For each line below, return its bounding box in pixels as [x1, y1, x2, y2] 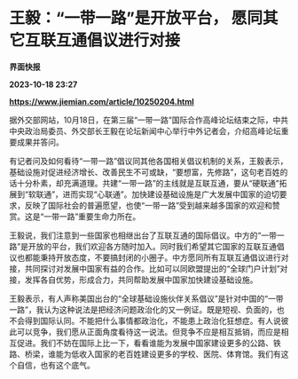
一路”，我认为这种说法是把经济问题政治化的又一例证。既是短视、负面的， [9, 304, 278, 315]
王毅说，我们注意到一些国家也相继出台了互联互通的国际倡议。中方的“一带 [9, 230, 278, 241]
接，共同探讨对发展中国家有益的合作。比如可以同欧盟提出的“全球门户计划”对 [9, 263, 288, 273]
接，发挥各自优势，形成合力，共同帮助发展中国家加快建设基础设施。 [9, 274, 258, 285]
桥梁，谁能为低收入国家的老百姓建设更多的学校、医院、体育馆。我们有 [24, 348, 281, 359]
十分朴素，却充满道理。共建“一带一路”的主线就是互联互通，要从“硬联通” [16, 178, 279, 188]
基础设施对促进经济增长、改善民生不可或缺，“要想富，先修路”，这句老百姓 [9, 166, 281, 178]
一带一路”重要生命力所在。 [43, 210, 141, 222]
